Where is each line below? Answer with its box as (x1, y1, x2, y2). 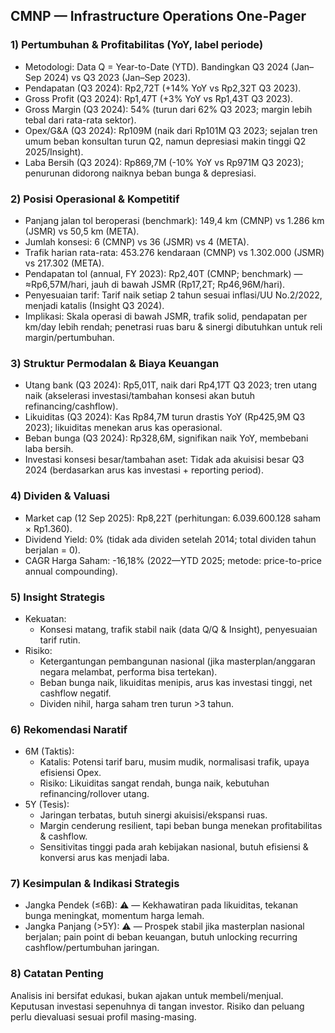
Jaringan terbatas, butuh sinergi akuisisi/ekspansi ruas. (39, 809, 268, 821)
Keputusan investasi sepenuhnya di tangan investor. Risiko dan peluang (10, 1000, 305, 1012)
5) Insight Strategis (10, 590, 106, 604)
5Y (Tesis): (24, 799, 70, 811)
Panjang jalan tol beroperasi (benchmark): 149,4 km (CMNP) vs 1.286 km (24, 214, 325, 226)
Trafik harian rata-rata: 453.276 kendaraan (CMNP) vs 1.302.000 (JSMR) (24, 246, 325, 258)
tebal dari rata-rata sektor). (24, 114, 137, 126)
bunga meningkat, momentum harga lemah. (24, 910, 205, 922)
